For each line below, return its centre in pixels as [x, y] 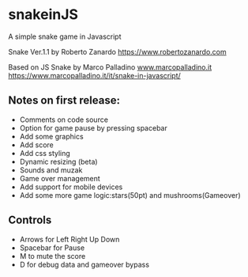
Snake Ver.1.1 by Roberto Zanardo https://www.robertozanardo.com [117, 51]
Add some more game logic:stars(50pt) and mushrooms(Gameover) [130, 195]
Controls [30, 220]
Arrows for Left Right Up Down [70, 239]
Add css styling [45, 153]
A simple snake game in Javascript [65, 36]
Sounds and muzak [51, 170]
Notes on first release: [64, 101]
